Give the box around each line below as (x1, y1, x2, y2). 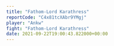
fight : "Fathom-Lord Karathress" (6, 25, 90, 32)
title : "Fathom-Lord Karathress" (6, 8, 90, 15)
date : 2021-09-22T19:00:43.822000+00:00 (6, 31, 109, 37)
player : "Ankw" (6, 20, 44, 26)
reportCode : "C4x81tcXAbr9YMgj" (6, 14, 87, 20)
